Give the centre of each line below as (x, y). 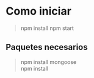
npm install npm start (47, 28)
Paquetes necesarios (47, 47)
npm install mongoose (49, 62)
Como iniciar (38, 11)
